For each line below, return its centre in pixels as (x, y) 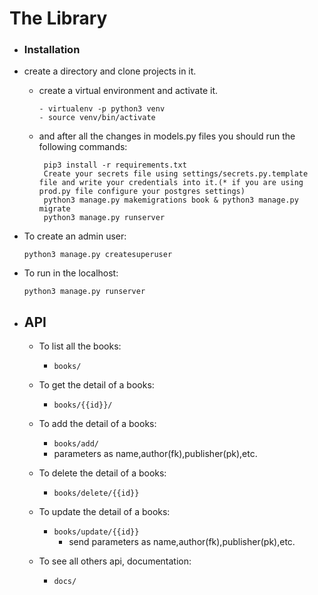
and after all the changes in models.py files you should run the (167, 136)
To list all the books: (80, 346)
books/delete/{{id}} (96, 493)
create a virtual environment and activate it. (128, 91)
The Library (58, 18)
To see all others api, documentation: (115, 561)
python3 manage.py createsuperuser (98, 255)
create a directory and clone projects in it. (110, 71)
